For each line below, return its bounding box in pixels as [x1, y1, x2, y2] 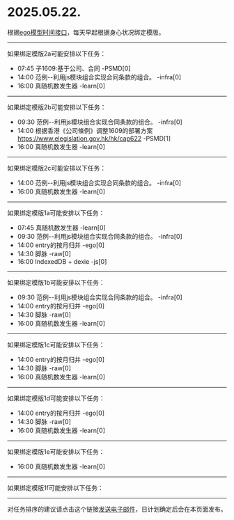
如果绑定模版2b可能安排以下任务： [7, 102, 107, 111]
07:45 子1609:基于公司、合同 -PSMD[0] [17, 64, 131, 72]
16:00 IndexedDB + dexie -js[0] [17, 257, 107, 265]
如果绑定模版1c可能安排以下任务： [7, 340, 105, 349]
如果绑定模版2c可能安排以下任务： [7, 164, 107, 172]
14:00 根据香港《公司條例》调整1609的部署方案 [17, 126, 153, 134]
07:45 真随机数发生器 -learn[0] [17, 223, 106, 232]
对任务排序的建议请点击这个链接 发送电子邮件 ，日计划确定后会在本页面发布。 [7, 505, 227, 513]
